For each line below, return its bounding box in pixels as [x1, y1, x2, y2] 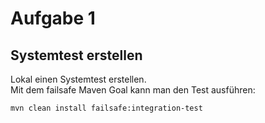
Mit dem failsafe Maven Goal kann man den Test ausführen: [10, 84, 256, 96]
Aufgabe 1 [10, 7, 96, 30]
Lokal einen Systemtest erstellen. [10, 73, 147, 85]
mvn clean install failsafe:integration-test [10, 103, 203, 113]
